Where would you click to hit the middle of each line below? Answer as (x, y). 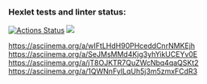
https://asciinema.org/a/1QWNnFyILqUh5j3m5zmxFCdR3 (103, 71)
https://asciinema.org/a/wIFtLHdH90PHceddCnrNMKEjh (102, 46)
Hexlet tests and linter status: (67, 12)
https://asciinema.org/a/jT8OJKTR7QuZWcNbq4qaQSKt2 (103, 63)
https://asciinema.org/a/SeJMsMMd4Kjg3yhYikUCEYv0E (103, 54)
